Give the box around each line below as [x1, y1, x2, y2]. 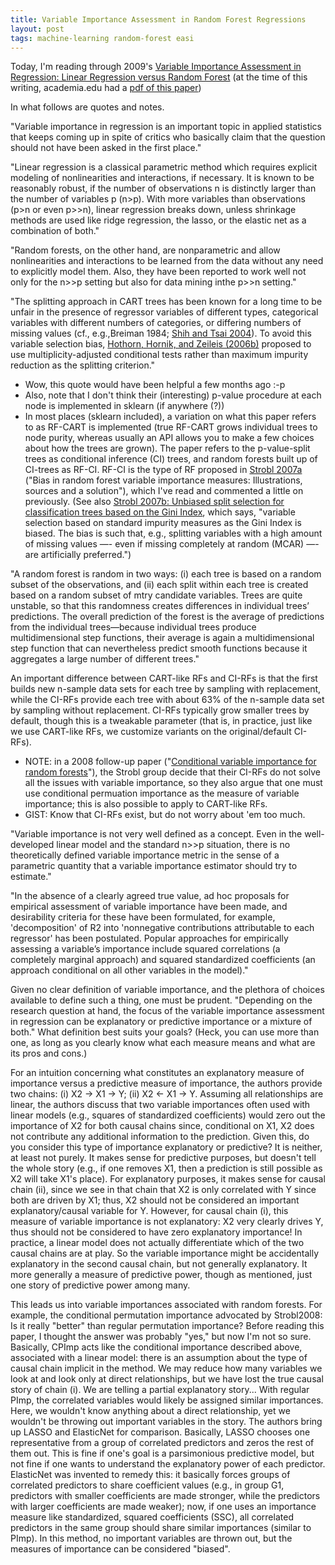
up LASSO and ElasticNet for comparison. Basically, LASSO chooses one [10, 1426, 311, 1438]
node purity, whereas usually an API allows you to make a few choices [24, 432, 315, 444]
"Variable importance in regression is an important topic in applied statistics [10, 121, 323, 133]
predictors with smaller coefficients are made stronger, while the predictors [10, 1490, 321, 1502]
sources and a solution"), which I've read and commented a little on [24, 485, 304, 497]
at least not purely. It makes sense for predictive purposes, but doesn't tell [10, 1152, 317, 1164]
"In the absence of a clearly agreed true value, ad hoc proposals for [10, 890, 290, 902]
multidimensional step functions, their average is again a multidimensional [10, 632, 315, 644]
